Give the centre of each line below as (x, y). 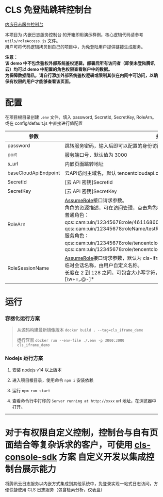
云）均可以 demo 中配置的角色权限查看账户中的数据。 (59, 69)
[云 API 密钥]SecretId (89, 182)
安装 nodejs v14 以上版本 (37, 370)
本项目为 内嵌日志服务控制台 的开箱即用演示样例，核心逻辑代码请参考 (74, 34)
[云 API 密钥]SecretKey (91, 191)
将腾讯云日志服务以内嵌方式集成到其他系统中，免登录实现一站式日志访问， (79, 483)
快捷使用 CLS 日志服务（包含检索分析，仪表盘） (57, 489)
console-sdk (31, 457)
